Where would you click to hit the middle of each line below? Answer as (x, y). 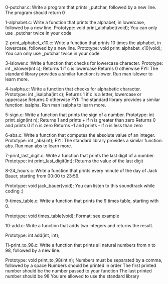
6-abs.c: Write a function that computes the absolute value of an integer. (80, 135)
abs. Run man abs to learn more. (39, 146)
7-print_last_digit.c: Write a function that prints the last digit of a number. (80, 156)
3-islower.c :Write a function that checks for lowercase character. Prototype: (84, 63)
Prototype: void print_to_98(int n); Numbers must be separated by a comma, (84, 260)
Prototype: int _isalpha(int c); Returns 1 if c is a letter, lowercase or (73, 94)
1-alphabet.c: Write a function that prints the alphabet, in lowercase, (75, 22)
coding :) (15, 191)
